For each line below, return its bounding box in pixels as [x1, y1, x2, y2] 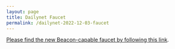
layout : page [6, 8, 39, 15]
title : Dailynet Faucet [6, 14, 66, 20]
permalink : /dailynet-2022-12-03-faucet [6, 20, 110, 26]
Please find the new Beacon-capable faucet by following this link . [6, 36, 169, 44]
